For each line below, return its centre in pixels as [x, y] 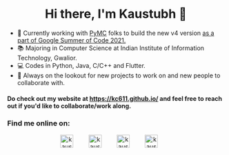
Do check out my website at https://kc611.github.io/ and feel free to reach [115, 98]
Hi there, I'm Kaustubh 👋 [116, 14]
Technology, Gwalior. [47, 58]
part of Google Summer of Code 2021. [71, 40]
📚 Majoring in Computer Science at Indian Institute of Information [111, 48]
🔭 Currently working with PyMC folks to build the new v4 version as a [116, 33]
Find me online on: [39, 123]
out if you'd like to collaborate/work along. [69, 106]
